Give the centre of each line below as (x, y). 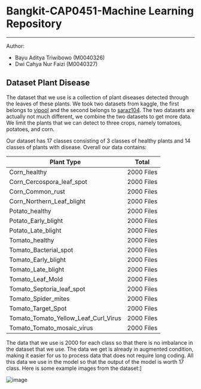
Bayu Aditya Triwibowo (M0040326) (60, 58)
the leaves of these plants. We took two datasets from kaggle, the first (93, 104)
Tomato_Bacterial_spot (41, 250)
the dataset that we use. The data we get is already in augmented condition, (100, 349)
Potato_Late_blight (35, 230)
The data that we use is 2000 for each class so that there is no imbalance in (100, 342)
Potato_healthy (31, 211)
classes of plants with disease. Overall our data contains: (76, 147)
